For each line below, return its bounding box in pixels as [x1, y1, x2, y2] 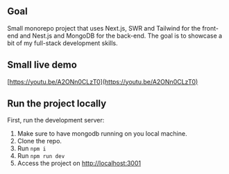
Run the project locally [7, 97, 107, 110]
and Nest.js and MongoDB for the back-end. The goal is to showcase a [19, 31, 223, 40]
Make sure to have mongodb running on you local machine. [17, 129, 187, 138]
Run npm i [17, 144, 46, 152]
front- [202, 24, 219, 32]
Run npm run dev [17, 152, 65, 160]
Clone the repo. [17, 137, 62, 145]
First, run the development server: [7, 116, 105, 125]
